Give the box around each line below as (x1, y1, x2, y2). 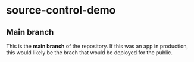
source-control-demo (6, 4, 116, 17)
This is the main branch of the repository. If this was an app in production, (6, 43, 189, 50)
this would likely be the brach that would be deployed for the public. (6, 49, 173, 56)
